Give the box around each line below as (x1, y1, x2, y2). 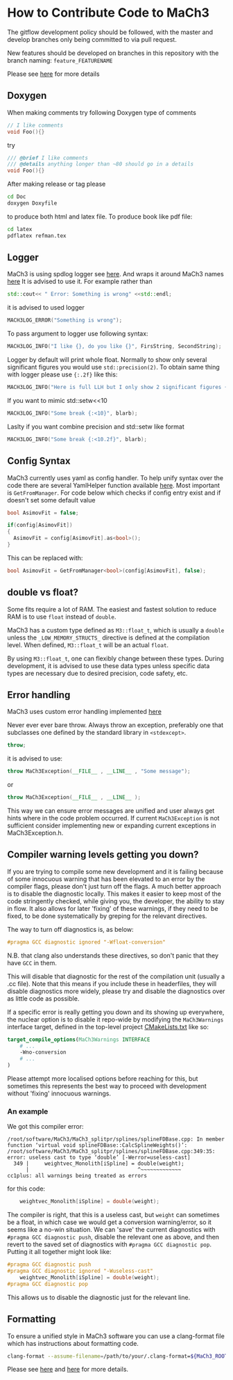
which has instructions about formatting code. (7, 1339, 139, 1347)
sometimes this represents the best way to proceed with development (7, 1082, 207, 1090)
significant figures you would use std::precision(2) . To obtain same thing (7, 363, 220, 372)
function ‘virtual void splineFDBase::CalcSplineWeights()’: (7, 1142, 188, 1149)
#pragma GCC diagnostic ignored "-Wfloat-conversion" (7, 938, 166, 946)
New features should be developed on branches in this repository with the (7, 49, 219, 57)
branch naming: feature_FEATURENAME (7, 56, 113, 64)
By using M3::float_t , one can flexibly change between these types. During (7, 654, 224, 663)
